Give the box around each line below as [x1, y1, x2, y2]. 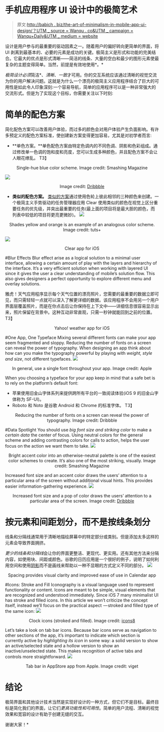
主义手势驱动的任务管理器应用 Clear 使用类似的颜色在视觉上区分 [25, 199, 154, 205]
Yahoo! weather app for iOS [54, 325, 110, 331]
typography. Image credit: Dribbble [47, 417, 117, 423]
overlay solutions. [5, 280, 41, 286]
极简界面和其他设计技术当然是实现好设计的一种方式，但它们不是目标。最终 [5, 699, 155, 705]
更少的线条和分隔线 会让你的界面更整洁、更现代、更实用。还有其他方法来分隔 [5, 550, 159, 556]
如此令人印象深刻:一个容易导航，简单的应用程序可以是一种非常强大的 [18, 84, 156, 90]
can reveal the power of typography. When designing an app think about [5, 345, 151, 351]
